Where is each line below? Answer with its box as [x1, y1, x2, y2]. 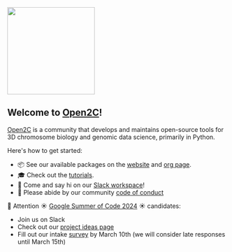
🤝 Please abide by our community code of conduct [17, 188, 164, 196]
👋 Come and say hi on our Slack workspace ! [17, 181, 145, 189]
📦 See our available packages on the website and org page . [17, 160, 192, 168]
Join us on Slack [17, 215, 65, 223]
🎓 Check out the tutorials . [17, 170, 94, 179]
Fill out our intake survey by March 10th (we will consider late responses [17, 230, 226, 238]
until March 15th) [17, 237, 66, 246]
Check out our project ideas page [17, 223, 114, 231]
